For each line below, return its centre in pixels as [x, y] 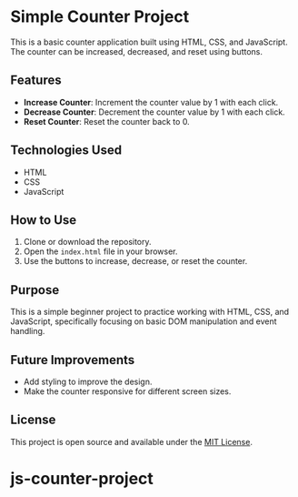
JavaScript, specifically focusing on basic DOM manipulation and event [144, 321]
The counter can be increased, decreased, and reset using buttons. [136, 51]
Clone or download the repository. [88, 242]
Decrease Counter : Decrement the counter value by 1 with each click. [154, 112]
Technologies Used [66, 151]
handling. [28, 331]
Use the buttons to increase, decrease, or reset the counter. [135, 261]
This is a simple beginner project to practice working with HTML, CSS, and [150, 312]
